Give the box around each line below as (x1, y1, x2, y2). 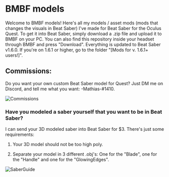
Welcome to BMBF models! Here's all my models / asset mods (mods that (5, 20, 158, 26)
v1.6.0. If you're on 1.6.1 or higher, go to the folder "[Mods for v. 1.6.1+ (5, 47, 149, 53)
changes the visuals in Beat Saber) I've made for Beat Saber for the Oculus (5, 25, 162, 31)
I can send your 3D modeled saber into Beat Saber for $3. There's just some (5, 126, 164, 132)
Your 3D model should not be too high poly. (12, 141, 103, 148)
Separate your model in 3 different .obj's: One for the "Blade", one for (12, 151, 157, 157)
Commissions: (5, 67, 52, 76)
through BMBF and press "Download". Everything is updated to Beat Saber (5, 41, 161, 47)
